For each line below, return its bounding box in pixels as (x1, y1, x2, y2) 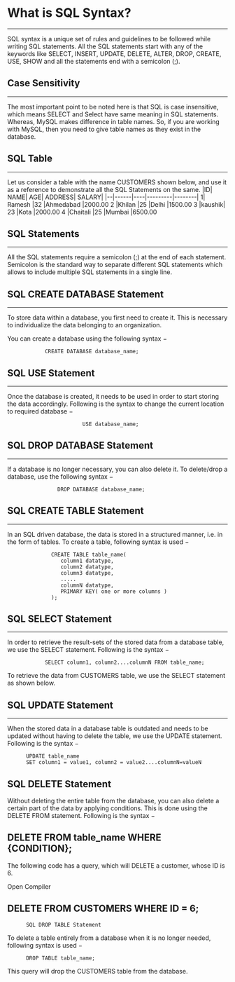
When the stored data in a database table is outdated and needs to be (7, 724, 208, 733)
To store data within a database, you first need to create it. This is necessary (7, 313, 228, 322)
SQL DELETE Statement (7, 778, 112, 790)
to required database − (7, 407, 73, 415)
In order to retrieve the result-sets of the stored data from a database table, (7, 638, 225, 646)
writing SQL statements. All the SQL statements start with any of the (7, 42, 204, 50)
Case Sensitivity (7, 77, 80, 89)
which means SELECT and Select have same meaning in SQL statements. (7, 110, 219, 118)
